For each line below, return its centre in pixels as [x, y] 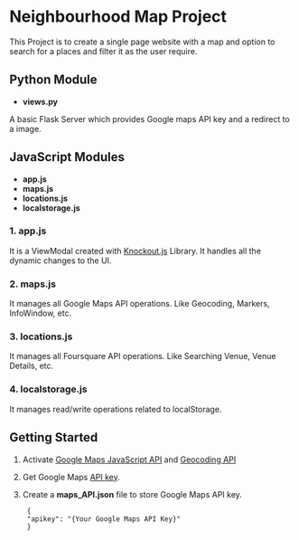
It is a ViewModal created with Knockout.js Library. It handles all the [135, 251]
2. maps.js [33, 284]
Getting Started [54, 437]
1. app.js [28, 231]
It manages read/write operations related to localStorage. [116, 409]
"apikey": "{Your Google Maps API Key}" [104, 519]
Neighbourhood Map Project [118, 17]
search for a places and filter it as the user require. [103, 51]
